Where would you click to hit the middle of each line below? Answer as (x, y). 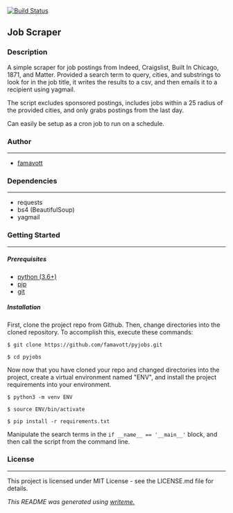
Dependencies (32, 181)
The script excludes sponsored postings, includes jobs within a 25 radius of (115, 102)
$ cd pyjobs (24, 357)
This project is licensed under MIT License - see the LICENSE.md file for (110, 480)
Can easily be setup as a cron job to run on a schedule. (86, 123)
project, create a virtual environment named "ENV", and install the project (112, 377)
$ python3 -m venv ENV (40, 397)
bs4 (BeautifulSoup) (46, 210)
